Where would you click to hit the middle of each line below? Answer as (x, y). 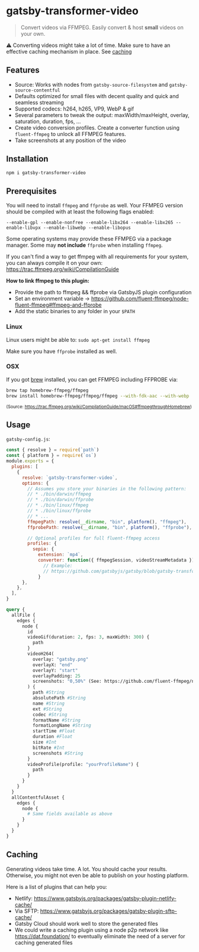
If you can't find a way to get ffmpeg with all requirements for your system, (97, 257)
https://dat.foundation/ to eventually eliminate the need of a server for (100, 936)
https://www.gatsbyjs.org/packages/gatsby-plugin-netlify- (105, 898)
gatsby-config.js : (28, 439)
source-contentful (37, 90)
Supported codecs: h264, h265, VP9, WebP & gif (74, 109)
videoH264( (41, 654)
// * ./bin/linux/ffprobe (60, 511)
